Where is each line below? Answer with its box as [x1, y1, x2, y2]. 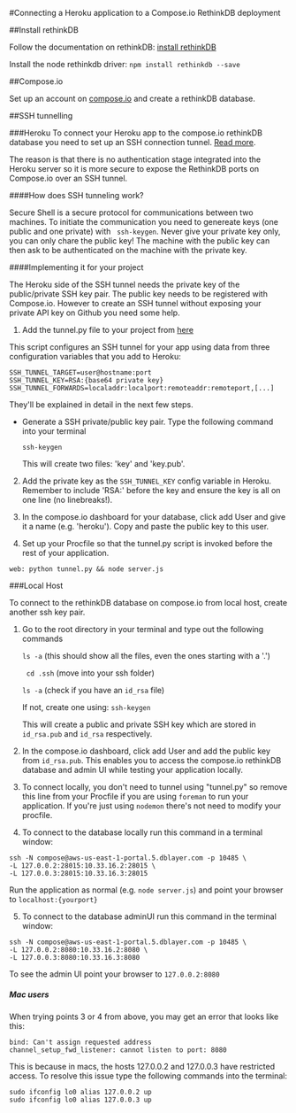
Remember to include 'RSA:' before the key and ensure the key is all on [21, 485, 281, 495]
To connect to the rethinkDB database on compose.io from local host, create [9, 598, 288, 607]
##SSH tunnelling [9, 111, 73, 120]
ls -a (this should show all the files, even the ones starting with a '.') [21, 651, 271, 661]
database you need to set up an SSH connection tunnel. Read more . [9, 137, 256, 147]
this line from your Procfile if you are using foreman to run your [21, 792, 249, 801]
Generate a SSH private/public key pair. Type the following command [21, 416, 274, 427]
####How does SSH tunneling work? [9, 190, 144, 200]
